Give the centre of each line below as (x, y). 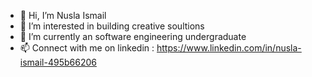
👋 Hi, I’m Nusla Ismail (63, 15)
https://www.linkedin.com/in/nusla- (229, 48)
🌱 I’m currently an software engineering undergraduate (133, 36)
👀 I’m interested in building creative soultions (112, 26)
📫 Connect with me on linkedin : (87, 48)
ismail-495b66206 (58, 62)
